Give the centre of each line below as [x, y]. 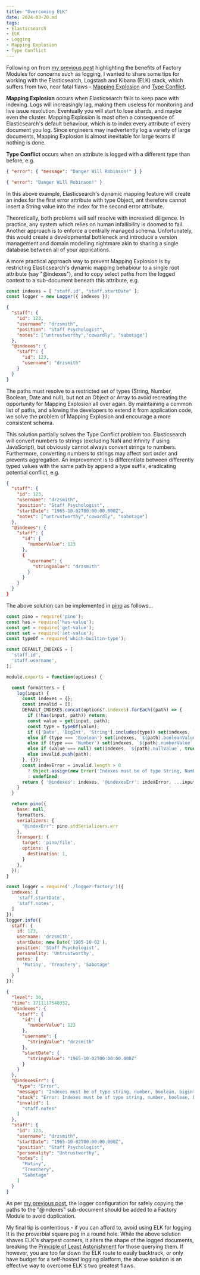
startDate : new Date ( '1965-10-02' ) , [62, 943]
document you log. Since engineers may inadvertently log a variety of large [99, 130]
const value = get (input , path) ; [69, 721]
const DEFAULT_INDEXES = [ [40, 649]
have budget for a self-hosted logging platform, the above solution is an [94, 1259]
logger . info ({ [24, 920]
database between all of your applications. [58, 250]
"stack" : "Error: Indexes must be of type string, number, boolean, [104, 1097]
